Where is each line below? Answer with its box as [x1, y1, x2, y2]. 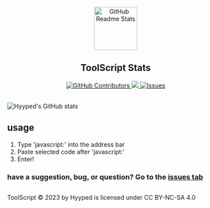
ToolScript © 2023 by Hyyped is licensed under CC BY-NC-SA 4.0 [7, 193, 196, 201]
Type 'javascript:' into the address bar [17, 140, 125, 148]
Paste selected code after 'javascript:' [17, 147, 125, 156]
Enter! [17, 155, 34, 163]
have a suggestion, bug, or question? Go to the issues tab [7, 172, 203, 182]
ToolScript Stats [80, 62, 151, 74]
